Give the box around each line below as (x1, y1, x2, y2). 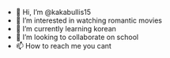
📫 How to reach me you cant (15, 42, 112, 50)
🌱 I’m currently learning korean (15, 24, 117, 33)
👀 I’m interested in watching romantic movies (15, 16, 162, 25)
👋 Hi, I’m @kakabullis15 (15, 8, 92, 16)
